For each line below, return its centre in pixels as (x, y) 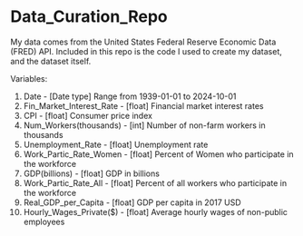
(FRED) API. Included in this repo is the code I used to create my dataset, (146, 51)
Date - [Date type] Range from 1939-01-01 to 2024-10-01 (130, 96)
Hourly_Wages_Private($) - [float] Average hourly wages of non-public (156, 211)
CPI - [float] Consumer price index (88, 115)
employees (44, 221)
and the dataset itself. (51, 61)
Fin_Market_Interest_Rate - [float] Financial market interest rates (143, 105)
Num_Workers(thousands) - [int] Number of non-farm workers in (144, 125)
